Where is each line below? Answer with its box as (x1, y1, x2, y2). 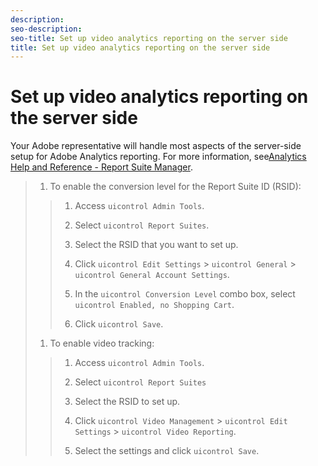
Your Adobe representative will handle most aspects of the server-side (10, 140, 302, 152)
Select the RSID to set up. (74, 396, 181, 408)
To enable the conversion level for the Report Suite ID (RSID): (49, 181, 302, 193)
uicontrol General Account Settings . (74, 269, 230, 281)
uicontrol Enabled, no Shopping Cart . (74, 299, 235, 311)
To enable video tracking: (49, 337, 155, 350)
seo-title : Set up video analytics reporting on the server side (10, 33, 288, 43)
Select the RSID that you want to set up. (74, 239, 239, 251)
